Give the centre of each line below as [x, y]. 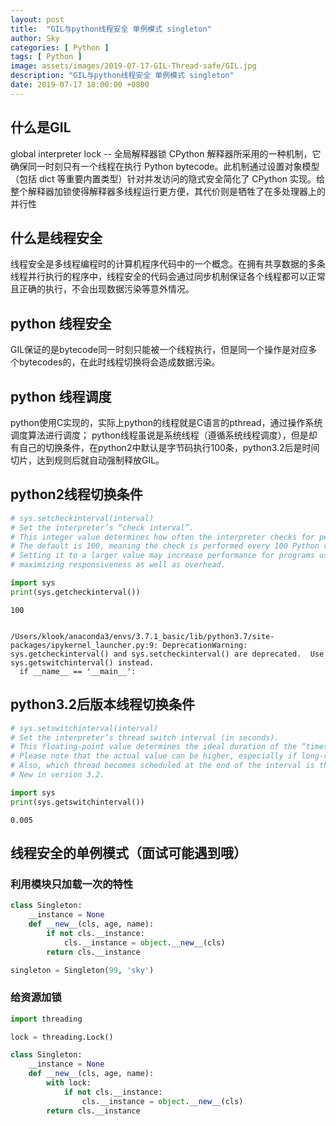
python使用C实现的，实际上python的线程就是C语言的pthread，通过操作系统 [166, 422]
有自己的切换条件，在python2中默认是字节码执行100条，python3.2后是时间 [165, 447]
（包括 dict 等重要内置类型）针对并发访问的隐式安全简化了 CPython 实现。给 [168, 178]
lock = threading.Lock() [62, 1037]
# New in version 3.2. [57, 775]
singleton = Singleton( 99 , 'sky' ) [82, 970]
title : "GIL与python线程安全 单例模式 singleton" [111, 29]
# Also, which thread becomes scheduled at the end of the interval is [162, 766]
